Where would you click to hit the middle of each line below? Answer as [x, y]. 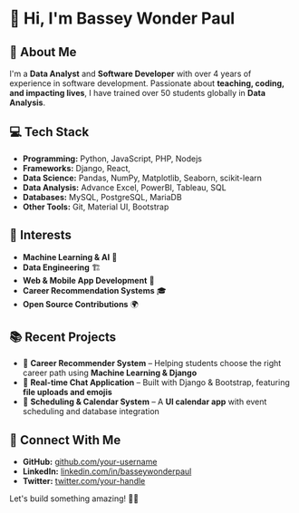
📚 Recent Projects [63, 338]
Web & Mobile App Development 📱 [88, 280]
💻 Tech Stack [49, 132]
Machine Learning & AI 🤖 [70, 256]
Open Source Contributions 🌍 [80, 304]
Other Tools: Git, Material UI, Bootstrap [96, 207]
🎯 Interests [41, 235]
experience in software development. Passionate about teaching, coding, [147, 83]
